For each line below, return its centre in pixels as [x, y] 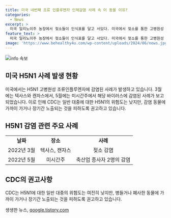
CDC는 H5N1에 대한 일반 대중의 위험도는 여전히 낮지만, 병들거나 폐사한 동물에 [82, 193]
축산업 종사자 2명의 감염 [103, 160]
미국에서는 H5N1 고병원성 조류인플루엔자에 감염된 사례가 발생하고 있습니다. [79, 89]
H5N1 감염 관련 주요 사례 [42, 126]
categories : [18, 15]
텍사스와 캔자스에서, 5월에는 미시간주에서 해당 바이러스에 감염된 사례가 [84, 95]
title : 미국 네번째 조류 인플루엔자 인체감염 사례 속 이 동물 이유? [67, 10]
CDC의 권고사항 [29, 180]
